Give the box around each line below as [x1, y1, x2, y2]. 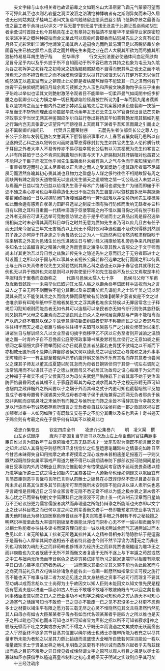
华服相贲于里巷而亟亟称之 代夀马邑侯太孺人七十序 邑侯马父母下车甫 [5, 275, 158, 280]
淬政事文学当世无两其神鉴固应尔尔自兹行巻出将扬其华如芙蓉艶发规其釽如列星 [5, 115, 160, 121]
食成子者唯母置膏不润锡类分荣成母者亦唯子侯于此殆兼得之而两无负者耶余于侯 [5, 392, 160, 397]
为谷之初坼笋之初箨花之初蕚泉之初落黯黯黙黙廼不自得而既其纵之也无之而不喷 [5, 66, 160, 71]
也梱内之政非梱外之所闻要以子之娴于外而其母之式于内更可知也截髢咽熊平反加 [5, 386, 160, 391]
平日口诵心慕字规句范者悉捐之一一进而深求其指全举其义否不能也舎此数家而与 [5, 562, 160, 568]
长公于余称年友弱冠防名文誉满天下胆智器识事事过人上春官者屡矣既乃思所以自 [5, 133, 160, 139]
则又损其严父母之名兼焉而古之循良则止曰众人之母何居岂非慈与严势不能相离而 [5, 312, 160, 317]
